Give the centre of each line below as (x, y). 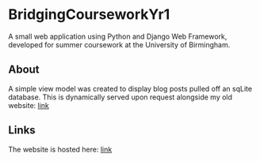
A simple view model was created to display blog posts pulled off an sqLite (130, 88)
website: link (29, 105)
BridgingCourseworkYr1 (89, 15)
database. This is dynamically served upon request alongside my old (120, 97)
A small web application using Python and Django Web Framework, (118, 36)
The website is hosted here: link (60, 149)
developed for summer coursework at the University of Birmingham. (119, 44)
